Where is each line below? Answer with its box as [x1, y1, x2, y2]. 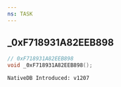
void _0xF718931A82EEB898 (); [7, 62, 93, 69]
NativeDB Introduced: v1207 [7, 75, 90, 82]
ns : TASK [7, 10, 33, 18]
